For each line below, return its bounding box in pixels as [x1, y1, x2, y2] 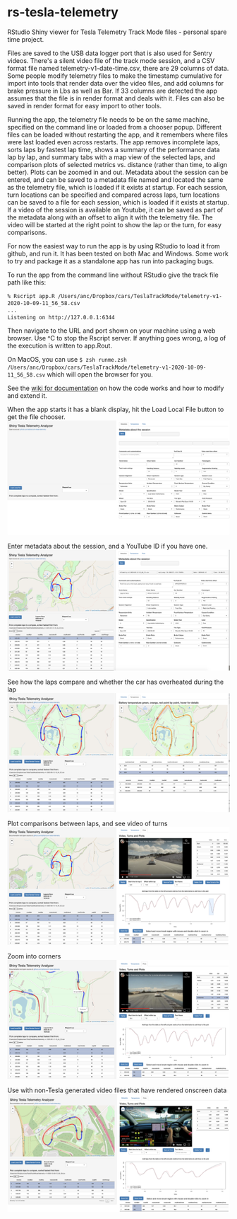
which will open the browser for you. [47, 370, 153, 379]
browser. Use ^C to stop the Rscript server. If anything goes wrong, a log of [7, 333, 226, 342]
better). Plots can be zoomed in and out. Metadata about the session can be [7, 168, 229, 176]
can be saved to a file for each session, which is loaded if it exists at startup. [7, 198, 229, 206]
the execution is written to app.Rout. [7, 341, 113, 350]
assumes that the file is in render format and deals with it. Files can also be [7, 93, 225, 103]
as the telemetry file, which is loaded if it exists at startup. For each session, [7, 183, 228, 191]
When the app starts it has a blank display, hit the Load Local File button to [7, 405, 224, 413]
